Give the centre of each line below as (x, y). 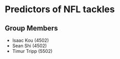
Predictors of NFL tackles (60, 9)
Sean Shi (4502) (29, 46)
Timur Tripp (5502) (32, 51)
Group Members (32, 28)
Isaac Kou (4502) (31, 40)
